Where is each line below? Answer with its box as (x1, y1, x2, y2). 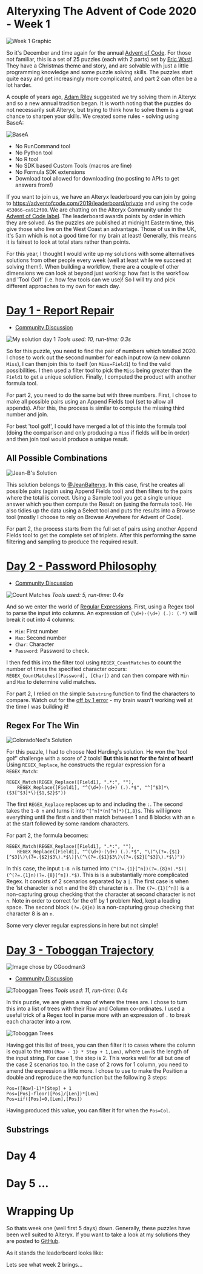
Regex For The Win (6, 720, 79, 731)
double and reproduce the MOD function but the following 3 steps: (6, 1074, 168, 1081)
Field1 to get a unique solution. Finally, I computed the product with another (6, 373, 196, 380)
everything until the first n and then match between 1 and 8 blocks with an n (6, 813, 195, 821)
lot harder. (6, 81, 32, 89)
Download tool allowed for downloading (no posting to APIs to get (15, 174, 180, 182)
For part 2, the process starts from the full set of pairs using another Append (6, 525, 198, 532)
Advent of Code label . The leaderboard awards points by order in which (6, 212, 185, 219)
